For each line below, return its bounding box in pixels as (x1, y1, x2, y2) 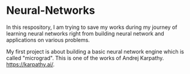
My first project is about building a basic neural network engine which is (6, 48, 185, 55)
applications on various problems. (6, 36, 90, 43)
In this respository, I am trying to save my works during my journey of (6, 23, 178, 31)
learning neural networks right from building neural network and (6, 29, 165, 37)
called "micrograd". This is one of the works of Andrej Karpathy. (6, 54, 164, 61)
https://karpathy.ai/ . (6, 61, 55, 68)
